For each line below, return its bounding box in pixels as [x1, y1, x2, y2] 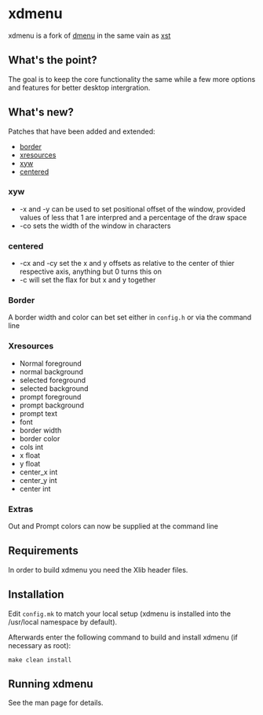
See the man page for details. [8, 698, 104, 708]
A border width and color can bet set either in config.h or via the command [8, 312, 252, 322]
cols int [19, 442, 44, 451]
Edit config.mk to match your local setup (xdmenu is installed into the [8, 609, 232, 618]
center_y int [19, 475, 57, 485]
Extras [8, 503, 34, 514]
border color [19, 433, 60, 443]
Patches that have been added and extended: [8, 127, 155, 136]
